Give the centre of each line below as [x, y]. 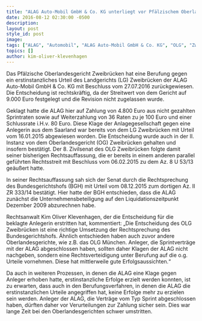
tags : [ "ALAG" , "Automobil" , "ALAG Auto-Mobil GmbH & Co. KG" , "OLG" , [96, 46]
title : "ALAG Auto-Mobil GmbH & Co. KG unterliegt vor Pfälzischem [93, 12]
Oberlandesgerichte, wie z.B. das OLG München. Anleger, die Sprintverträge [101, 242]
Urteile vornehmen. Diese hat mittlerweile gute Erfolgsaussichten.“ [89, 261]
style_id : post [25, 34]
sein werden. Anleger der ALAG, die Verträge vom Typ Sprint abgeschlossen [101, 298]
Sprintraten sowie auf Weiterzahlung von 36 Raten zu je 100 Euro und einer [99, 117]
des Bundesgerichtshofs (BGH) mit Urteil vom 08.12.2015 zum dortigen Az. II [101, 186]
